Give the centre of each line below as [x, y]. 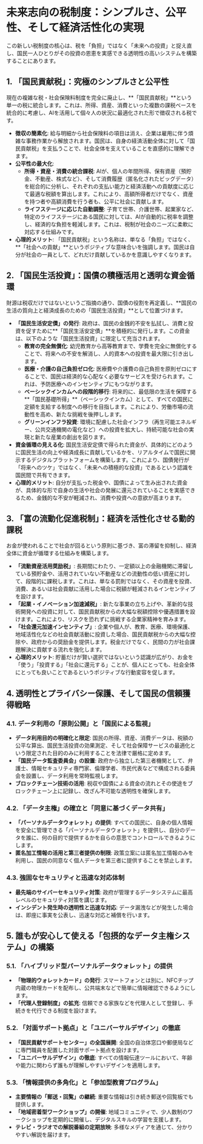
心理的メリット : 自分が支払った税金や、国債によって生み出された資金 [101, 482]
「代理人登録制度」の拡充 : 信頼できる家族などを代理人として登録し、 [101, 1003]
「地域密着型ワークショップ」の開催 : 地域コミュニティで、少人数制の [101, 1112]
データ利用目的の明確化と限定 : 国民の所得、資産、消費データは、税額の [104, 738]
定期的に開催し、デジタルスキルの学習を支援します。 [118, 1119]
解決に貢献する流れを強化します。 [63, 649]
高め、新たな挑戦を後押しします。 [83, 414]
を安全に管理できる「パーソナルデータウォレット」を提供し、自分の [100, 830]
